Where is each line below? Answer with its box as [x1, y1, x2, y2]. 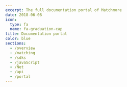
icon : [5, 17, 17, 22]
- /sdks [10, 55, 27, 60]
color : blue [5, 36, 31, 41]
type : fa [10, 21, 29, 27]
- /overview [10, 46, 36, 51]
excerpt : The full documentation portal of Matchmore [5, 7, 122, 13]
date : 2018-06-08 [5, 12, 42, 17]
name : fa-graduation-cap [10, 27, 63, 32]
